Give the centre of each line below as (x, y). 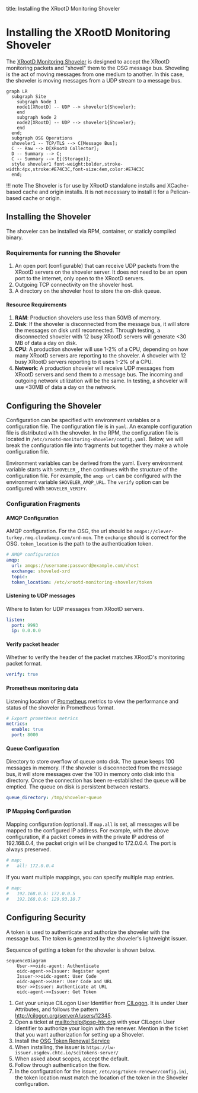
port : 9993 (25, 625)
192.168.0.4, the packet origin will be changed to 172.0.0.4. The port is (91, 843)
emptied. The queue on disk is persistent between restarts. (78, 787)
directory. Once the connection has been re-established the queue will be (96, 781)
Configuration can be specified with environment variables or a (83, 420)
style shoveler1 (31, 164)
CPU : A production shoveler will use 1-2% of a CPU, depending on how (101, 349)
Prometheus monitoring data (42, 688)
